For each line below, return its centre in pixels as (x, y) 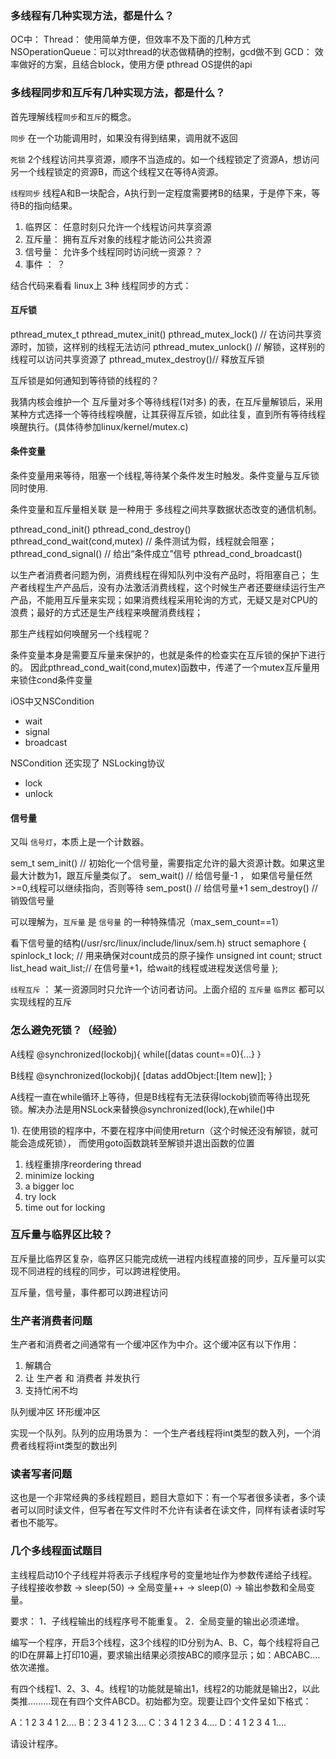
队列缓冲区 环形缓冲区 (55, 1412)
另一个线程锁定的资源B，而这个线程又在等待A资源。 (117, 171)
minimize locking (59, 1175)
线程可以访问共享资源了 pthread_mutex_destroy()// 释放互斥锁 (137, 359)
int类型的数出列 (85, 1446)
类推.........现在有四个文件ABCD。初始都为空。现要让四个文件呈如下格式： (161, 1701)
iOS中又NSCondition (52, 701)
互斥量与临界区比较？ (61, 1235)
